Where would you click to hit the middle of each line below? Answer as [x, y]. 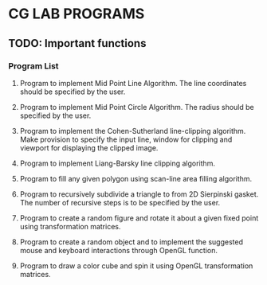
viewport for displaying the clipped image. [89, 147]
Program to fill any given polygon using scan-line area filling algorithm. [136, 178]
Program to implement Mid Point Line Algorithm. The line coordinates [133, 83]
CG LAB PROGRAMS [77, 14]
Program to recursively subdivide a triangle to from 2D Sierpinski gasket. [139, 194]
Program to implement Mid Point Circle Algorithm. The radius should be [137, 107]
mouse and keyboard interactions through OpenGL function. [118, 250]
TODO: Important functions [77, 43]
